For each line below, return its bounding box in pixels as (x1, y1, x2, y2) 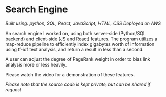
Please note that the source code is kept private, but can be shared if (5, 81, 151, 87)
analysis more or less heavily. (5, 61, 67, 68)
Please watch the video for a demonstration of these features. (5, 71, 135, 77)
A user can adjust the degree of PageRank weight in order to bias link (5, 56, 150, 62)
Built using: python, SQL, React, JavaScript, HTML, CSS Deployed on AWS (5, 20, 161, 26)
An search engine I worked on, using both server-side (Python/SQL (5, 30, 146, 36)
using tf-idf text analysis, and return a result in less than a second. (5, 46, 144, 52)
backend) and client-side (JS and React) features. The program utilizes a (5, 36, 157, 42)
